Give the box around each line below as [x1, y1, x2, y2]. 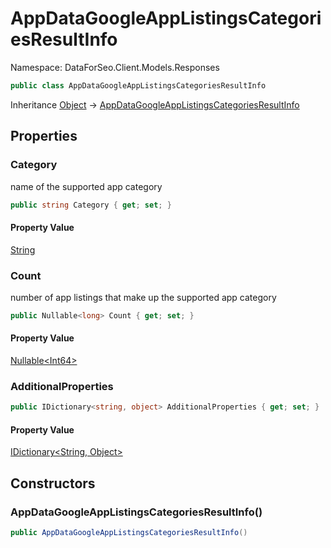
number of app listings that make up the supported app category [10, 291, 277, 303]
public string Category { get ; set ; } [10, 200, 172, 210]
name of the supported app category [10, 180, 163, 192]
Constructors [10, 475, 96, 492]
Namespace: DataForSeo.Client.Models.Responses [10, 61, 220, 73]
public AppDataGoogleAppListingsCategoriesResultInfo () [10, 528, 248, 538]
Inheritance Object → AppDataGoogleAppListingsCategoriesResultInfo [10, 98, 300, 111]
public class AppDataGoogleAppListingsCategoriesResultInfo [10, 80, 267, 91]
